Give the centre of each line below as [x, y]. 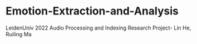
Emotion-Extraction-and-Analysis [92, 11]
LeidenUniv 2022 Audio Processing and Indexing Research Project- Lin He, [98, 28]
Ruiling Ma [19, 34]
